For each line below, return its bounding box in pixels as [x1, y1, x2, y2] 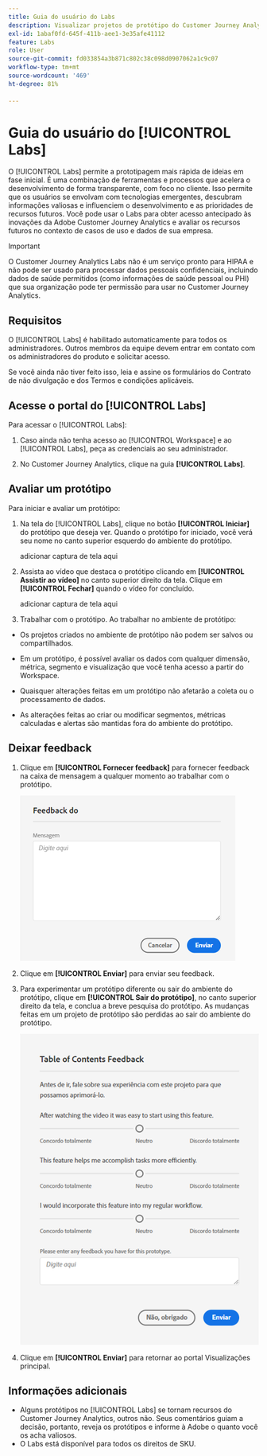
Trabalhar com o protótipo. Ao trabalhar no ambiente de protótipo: [19, 614, 237, 624]
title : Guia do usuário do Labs [8, 13, 115, 21]
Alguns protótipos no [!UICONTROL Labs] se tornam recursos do [19, 1405, 233, 1415]
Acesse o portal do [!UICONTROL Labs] [8, 399, 207, 412]
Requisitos [8, 314, 62, 327]
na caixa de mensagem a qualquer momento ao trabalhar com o [19, 771, 230, 780]
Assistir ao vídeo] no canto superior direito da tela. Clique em [19, 575, 222, 584]
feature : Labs [8, 38, 56, 46]
